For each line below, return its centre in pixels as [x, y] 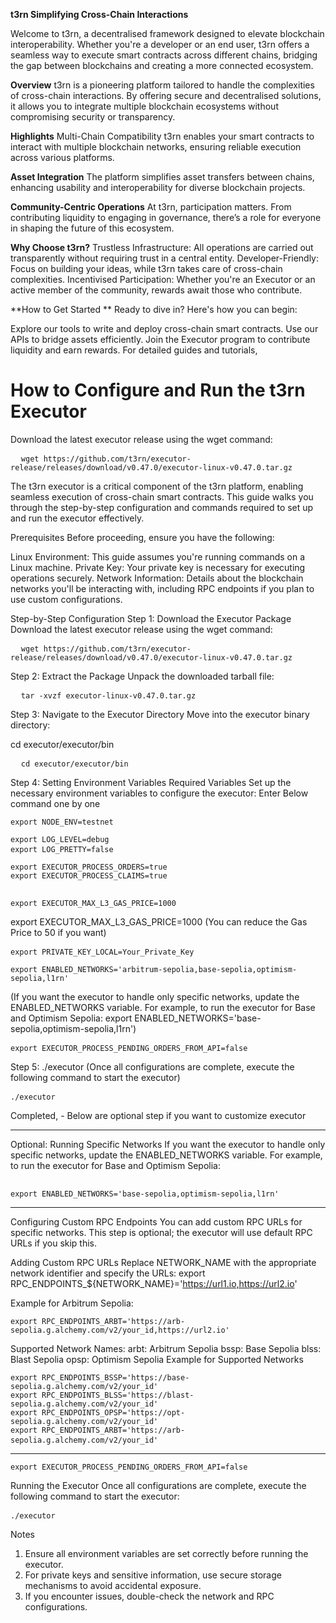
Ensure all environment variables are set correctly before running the [166, 1553]
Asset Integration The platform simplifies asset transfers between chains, [162, 177]
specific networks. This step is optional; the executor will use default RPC [161, 1232]
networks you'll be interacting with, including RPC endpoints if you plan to [162, 588]
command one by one [55, 803]
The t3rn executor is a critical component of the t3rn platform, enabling [157, 486]
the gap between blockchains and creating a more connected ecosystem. [162, 65]
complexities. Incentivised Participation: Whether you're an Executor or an [163, 279]
